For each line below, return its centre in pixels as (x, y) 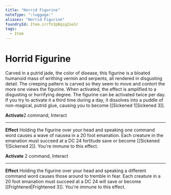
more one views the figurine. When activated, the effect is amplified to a (81, 89)
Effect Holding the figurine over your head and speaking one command (80, 130)
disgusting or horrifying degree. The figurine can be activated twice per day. (85, 94)
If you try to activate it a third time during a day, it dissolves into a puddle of (84, 100)
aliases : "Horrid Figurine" (35, 19)
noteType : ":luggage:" (29, 15)
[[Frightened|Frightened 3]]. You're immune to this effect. (65, 187)
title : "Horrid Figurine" (33, 10)
